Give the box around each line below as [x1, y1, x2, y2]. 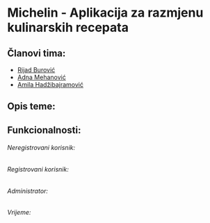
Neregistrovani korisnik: [7, 144, 76, 152]
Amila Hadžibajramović [17, 81, 83, 88]
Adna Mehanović [17, 73, 66, 81]
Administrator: [7, 186, 49, 195]
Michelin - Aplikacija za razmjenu [7, 5, 204, 21]
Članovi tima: [7, 47, 66, 59]
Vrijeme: [7, 208, 31, 217]
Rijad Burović [17, 66, 56, 74]
